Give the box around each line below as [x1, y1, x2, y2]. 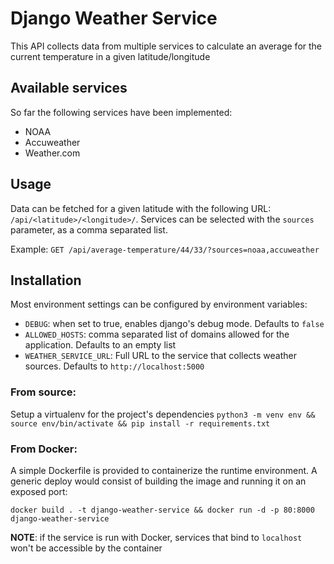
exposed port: [10, 485, 68, 497]
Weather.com [24, 147, 81, 159]
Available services [10, 80, 128, 97]
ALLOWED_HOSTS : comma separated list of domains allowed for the [24, 328, 290, 341]
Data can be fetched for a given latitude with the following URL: [10, 202, 272, 214]
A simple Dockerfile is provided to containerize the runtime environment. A [10, 464, 318, 476]
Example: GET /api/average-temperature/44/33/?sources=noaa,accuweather [10, 243, 320, 255]
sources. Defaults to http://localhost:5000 [24, 360, 205, 372]
